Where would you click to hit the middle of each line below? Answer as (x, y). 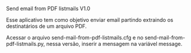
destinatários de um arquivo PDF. (47, 26)
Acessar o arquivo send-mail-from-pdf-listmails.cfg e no (75, 37)
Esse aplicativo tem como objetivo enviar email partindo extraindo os (90, 20)
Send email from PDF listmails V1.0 (48, 9)
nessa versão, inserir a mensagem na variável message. (114, 44)
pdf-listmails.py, (26, 44)
